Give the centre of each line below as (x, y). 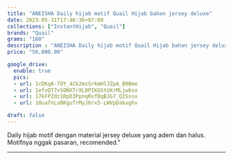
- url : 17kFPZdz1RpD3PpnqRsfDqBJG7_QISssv (76, 97)
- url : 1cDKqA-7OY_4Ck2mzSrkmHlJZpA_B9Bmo (76, 83)
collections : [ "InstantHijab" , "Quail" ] (67, 26)
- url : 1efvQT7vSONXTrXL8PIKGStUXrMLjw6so (76, 90)
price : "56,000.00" (35, 52)
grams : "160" (26, 39)
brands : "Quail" (31, 33)
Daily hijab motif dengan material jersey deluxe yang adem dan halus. (106, 134)
